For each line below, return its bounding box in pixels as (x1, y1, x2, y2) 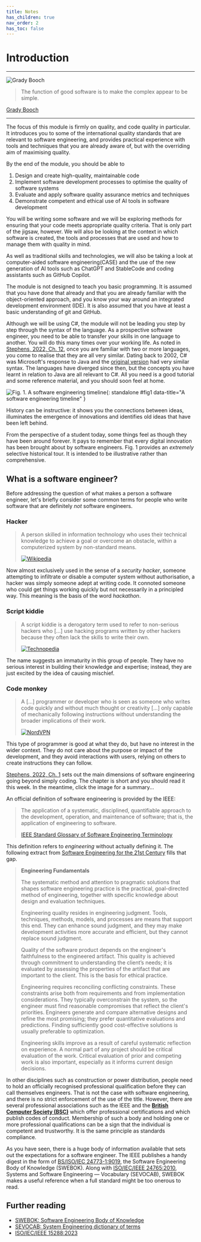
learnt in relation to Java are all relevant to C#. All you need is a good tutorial (6, 371, 194, 378)
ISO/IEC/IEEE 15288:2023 (14, 1229, 78, 1236)
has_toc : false (6, 25, 44, 32)
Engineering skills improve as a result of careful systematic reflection (20, 1039, 191, 1046)
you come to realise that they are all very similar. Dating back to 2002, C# (6, 352, 187, 359)
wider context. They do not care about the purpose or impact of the (6, 746, 173, 754)
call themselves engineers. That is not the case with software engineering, (6, 1089, 190, 1096)
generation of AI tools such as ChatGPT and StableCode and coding (6, 265, 174, 272)
